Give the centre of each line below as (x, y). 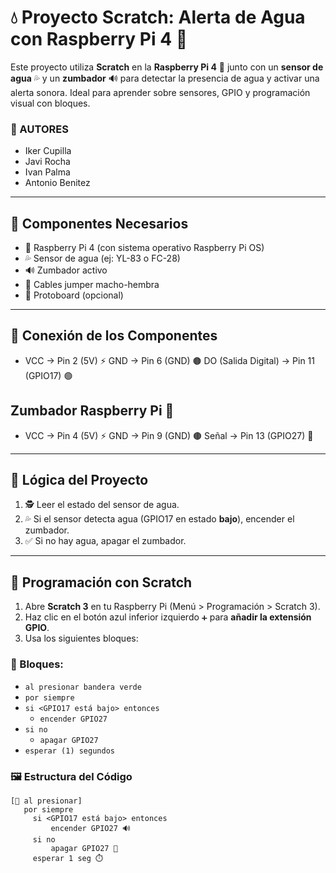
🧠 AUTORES (39, 129)
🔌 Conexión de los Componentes (114, 336)
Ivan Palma (47, 172)
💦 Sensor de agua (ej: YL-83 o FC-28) (102, 258)
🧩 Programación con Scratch (101, 582)
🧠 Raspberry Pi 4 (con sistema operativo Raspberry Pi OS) (144, 248)
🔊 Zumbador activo (66, 270)
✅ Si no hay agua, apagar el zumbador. (105, 541)
